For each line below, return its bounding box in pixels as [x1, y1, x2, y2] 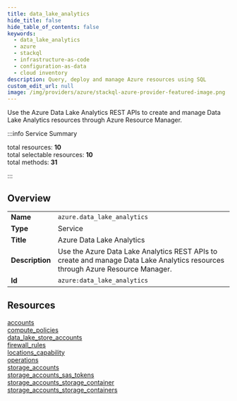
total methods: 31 [7, 158, 58, 166]
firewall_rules [7, 340, 46, 349]
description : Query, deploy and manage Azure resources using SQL [7, 75, 207, 83]
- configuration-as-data [13, 63, 87, 70]
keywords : [7, 30, 37, 37]
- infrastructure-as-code [13, 56, 90, 63]
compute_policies [7, 326, 59, 334]
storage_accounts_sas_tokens [7, 371, 95, 379]
